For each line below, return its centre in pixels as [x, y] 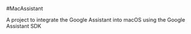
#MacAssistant [25, 8]
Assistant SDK [24, 26]
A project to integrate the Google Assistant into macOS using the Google [96, 20]
